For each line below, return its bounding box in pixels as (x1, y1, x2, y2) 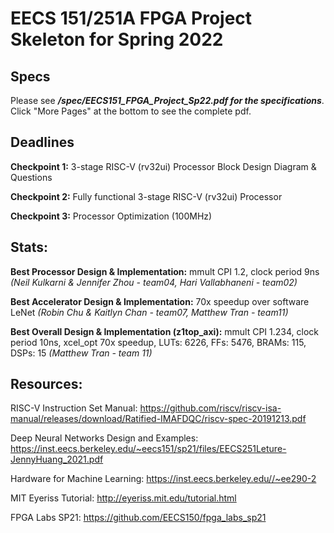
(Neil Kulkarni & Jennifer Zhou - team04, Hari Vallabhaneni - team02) (10, 276, 298, 288)
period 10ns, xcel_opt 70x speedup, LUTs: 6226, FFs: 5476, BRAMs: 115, (10, 336, 307, 348)
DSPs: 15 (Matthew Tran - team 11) (10, 347, 153, 359)
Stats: (10, 239, 49, 256)
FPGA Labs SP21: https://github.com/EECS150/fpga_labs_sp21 (10, 512, 267, 524)
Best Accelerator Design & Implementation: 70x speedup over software (10, 295, 310, 307)
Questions (10, 171, 53, 183)
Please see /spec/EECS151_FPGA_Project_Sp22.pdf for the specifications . (10, 95, 325, 106)
